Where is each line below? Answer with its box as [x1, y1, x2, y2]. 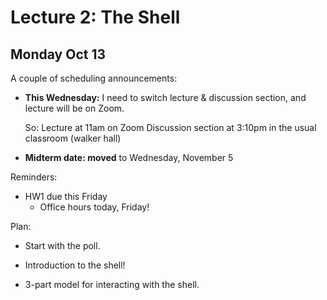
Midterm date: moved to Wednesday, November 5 [24, 152, 234, 163]
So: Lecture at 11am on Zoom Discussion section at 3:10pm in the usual [24, 122, 317, 133]
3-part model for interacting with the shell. [24, 279, 200, 290]
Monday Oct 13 [10, 46, 107, 63]
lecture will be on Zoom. [24, 102, 125, 114]
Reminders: [10, 171, 58, 183]
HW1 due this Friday [24, 191, 108, 202]
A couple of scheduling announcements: [10, 72, 178, 84]
